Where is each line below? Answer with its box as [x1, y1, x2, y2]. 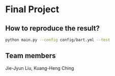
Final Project [5, 4, 60, 15]
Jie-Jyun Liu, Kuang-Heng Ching [5, 65, 74, 71]
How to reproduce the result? [5, 24, 100, 33]
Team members [5, 52, 56, 60]
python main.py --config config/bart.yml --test [5, 37, 110, 42]
